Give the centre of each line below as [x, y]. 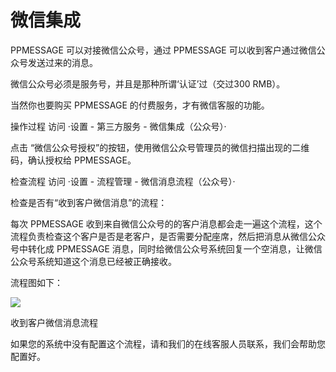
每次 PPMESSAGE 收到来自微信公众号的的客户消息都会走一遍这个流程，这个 [166, 223]
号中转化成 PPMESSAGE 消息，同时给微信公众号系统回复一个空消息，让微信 [166, 248]
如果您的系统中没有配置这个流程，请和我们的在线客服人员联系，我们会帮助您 [168, 343]
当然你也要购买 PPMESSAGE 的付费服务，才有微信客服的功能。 [140, 105]
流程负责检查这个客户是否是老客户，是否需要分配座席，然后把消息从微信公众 [168, 236]
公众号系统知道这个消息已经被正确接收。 [93, 261]
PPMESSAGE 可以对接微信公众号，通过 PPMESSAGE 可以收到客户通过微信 [163, 50]
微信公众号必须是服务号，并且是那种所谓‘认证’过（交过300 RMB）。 [148, 83]
